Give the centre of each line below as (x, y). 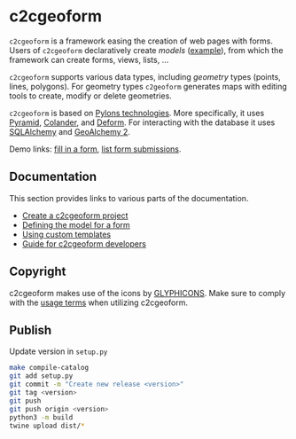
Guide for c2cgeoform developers (84, 243)
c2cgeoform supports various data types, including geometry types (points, (145, 76)
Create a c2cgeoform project (75, 216)
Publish (31, 330)
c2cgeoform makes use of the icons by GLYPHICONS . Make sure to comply (148, 293)
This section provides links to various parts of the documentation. (129, 198)
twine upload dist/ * (47, 426)
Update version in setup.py (58, 351)
